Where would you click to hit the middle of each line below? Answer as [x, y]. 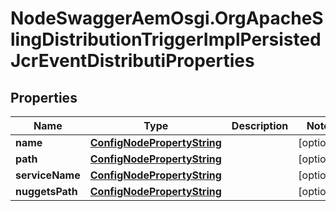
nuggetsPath [46, 191]
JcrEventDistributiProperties [132, 61]
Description [260, 125]
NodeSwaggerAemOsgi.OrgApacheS [167, 18]
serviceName [48, 175]
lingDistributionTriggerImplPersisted [166, 39]
